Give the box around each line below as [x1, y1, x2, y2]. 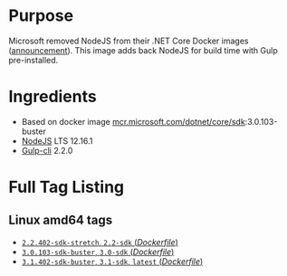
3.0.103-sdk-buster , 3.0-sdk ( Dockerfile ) [21, 246, 175, 257]
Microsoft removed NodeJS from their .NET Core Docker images [8, 35, 249, 46]
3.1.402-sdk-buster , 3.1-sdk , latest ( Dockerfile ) [21, 255, 204, 267]
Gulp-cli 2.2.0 [21, 145, 73, 156]
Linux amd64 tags [8, 213, 113, 228]
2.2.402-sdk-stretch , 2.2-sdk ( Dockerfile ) [21, 236, 178, 247]
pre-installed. [8, 54, 59, 65]
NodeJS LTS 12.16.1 [21, 135, 93, 146]
